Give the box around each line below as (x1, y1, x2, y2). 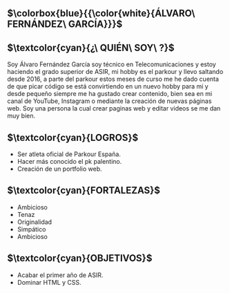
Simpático (17, 225, 46, 233)
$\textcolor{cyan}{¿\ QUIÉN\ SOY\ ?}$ (7, 41, 175, 53)
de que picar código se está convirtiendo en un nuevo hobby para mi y (7, 82, 209, 91)
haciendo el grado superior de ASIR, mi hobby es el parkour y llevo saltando (7, 68, 224, 76)
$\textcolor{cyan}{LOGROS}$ (7, 131, 139, 143)
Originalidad (17, 218, 52, 226)
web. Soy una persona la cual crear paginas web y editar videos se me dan (7, 104, 221, 113)
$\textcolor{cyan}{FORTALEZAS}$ (7, 185, 161, 196)
